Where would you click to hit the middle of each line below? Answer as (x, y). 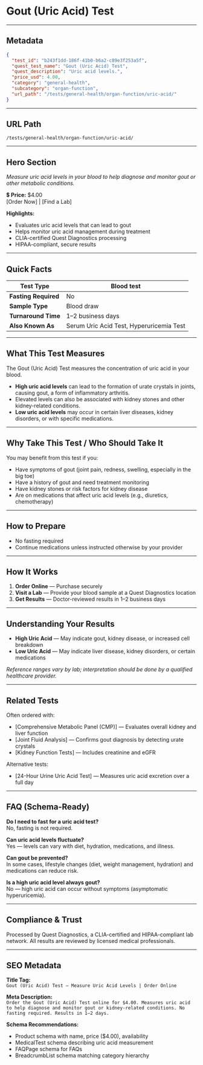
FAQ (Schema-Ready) (48, 807)
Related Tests (33, 700)
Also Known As (32, 326)
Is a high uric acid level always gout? (53, 882)
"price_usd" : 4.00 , (36, 77)
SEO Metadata (34, 965)
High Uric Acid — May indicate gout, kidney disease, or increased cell (102, 638)
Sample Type (29, 306)
